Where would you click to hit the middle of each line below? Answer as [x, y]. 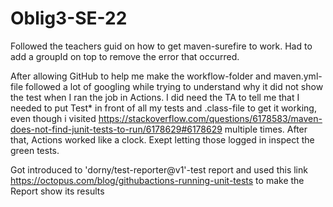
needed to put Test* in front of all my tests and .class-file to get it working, [163, 108]
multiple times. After [266, 129]
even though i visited [53, 118]
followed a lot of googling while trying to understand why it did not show [174, 86]
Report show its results [57, 191]
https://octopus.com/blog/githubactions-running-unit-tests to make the [157, 180]
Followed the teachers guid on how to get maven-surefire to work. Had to [161, 46]
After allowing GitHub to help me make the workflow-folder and [141, 76]
